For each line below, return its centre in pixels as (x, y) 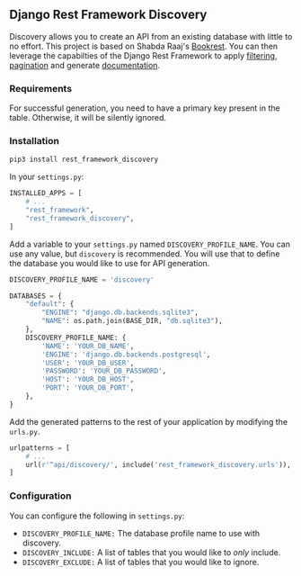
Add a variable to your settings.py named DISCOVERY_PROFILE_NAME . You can (150, 244)
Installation (35, 141)
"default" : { (50, 304)
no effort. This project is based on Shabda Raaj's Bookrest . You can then (144, 46)
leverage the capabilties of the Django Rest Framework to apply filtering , (143, 55)
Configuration (40, 496)
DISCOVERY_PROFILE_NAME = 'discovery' (82, 279)
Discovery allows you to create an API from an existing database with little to (151, 36)
